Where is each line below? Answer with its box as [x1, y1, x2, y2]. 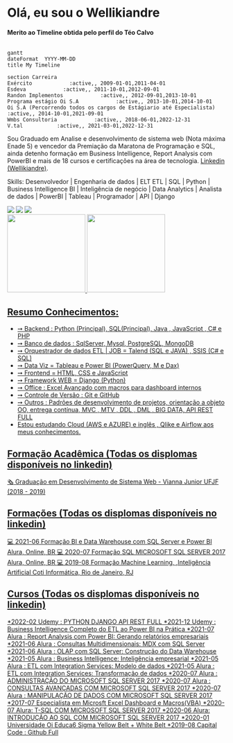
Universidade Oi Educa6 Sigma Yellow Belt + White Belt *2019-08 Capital [7, 720, 217, 729]
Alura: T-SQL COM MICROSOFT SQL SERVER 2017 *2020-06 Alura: [16, 706, 210, 714]
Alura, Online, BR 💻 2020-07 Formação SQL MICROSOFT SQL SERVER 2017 [7, 547, 226, 556]
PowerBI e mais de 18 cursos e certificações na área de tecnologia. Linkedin [7, 157, 225, 165]
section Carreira [7, 74, 58, 81]
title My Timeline [7, 62, 60, 69]
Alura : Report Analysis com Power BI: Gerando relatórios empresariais [7, 632, 209, 640]
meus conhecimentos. [17, 428, 81, 436]
